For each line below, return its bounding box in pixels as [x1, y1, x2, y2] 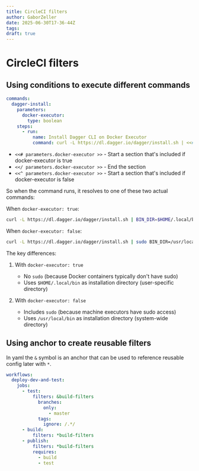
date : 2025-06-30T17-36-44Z [6, 20, 76, 26]
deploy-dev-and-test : [11, 377, 65, 383]
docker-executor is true [14, 157, 73, 164]
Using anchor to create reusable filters [6, 338, 152, 348]
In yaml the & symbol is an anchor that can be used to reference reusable [6, 354, 184, 361]
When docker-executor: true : [6, 206, 79, 212]
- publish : [21, 438, 49, 444]
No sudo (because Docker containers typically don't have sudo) [23, 273, 178, 280]
